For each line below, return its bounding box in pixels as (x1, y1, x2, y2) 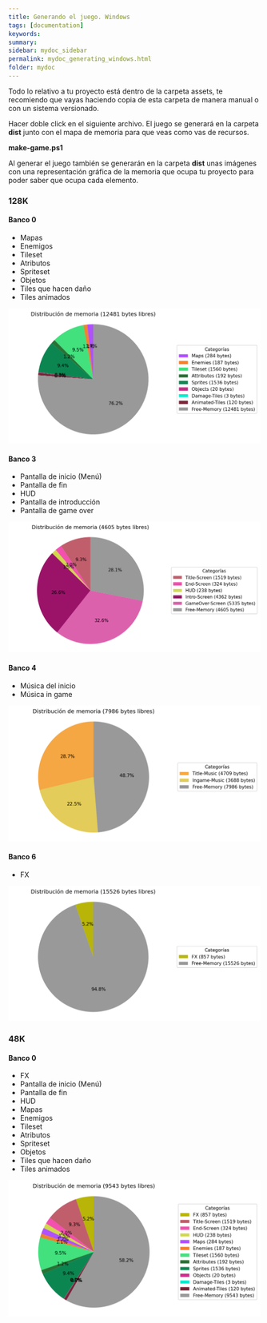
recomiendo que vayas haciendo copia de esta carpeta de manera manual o (8, 94, 259, 104)
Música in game (19, 689, 73, 699)
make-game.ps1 (8, 142, 64, 152)
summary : (8, 38, 38, 46)
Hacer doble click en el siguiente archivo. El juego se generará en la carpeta (8, 118, 260, 128)
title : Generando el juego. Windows (8, 13, 130, 21)
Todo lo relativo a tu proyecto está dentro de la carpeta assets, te (8, 86, 223, 96)
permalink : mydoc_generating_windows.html (8, 55, 152, 63)
